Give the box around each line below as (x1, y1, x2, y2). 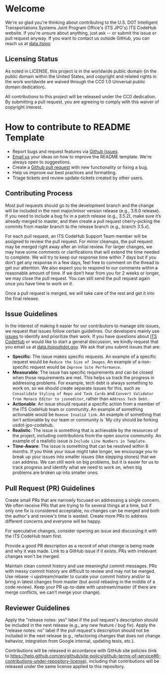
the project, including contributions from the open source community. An (12, 433, 161, 439)
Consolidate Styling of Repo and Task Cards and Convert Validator (12, 391, 154, 397)
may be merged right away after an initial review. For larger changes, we (5, 244, 153, 250)
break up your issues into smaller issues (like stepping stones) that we (12, 454, 156, 460)
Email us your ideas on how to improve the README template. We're (12, 153, 152, 159)
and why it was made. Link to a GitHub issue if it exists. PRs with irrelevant (5, 548, 157, 554)
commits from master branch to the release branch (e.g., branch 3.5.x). (5, 223, 150, 229)
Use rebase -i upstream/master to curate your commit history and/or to (5, 574, 151, 580)
